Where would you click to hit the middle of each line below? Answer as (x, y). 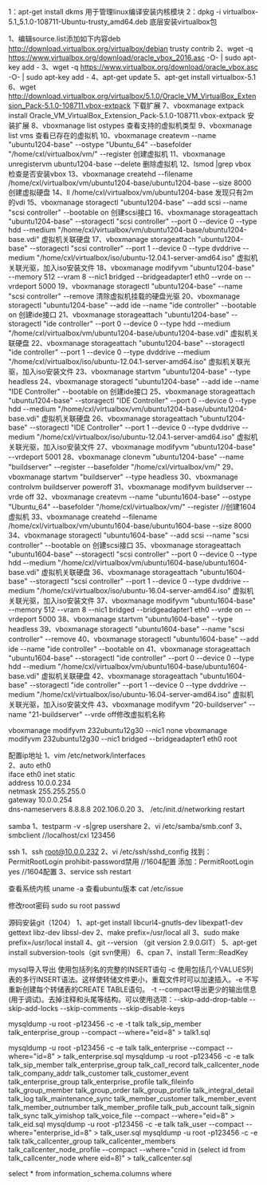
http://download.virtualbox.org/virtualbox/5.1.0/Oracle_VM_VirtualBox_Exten (132, 96)
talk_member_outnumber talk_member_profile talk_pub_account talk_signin (132, 1107)
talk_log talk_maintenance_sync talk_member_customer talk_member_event (132, 1099)
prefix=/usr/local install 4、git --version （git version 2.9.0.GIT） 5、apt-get (133, 942)
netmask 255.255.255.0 (47, 791)
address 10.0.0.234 (40, 783)
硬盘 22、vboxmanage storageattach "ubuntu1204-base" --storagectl (130, 343)
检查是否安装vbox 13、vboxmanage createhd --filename (100, 174)
